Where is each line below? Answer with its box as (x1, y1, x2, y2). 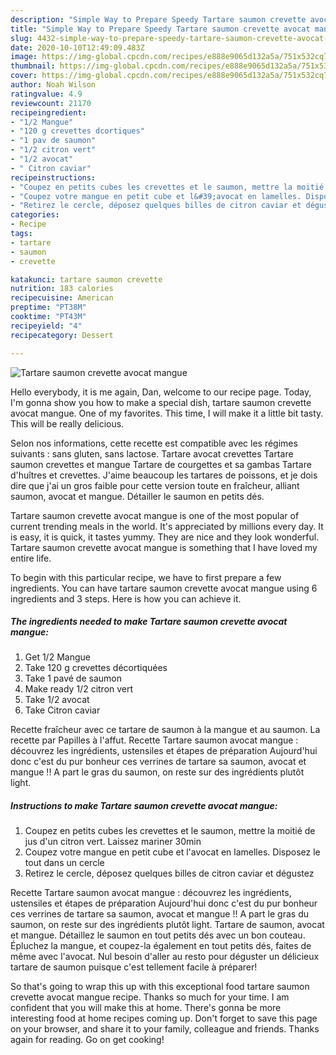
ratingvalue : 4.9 (10, 89, 83, 99)
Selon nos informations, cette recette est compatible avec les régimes (10, 437, 298, 449)
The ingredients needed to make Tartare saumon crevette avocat (10, 616, 288, 628)
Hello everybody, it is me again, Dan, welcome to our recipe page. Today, (10, 386, 312, 398)
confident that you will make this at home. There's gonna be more (10, 1002, 282, 1014)
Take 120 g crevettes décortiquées (24, 662, 168, 674)
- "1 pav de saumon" (10, 136, 97, 146)
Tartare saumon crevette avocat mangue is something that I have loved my (10, 541, 318, 553)
